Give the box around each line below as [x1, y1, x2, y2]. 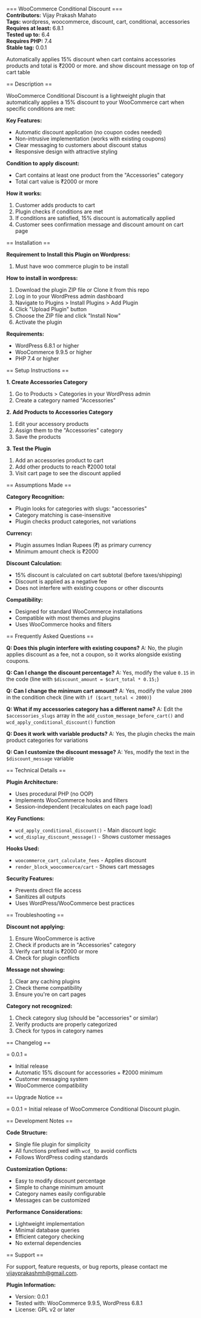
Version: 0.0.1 [15, 1293, 48, 1300]
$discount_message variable [6, 755, 74, 762]
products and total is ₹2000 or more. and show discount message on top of [6, 62, 195, 69]
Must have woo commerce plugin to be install [15, 263, 129, 270]
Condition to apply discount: [6, 160, 80, 166]
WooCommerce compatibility [15, 1082, 88, 1089]
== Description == [6, 80, 53, 88]
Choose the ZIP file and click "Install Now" [15, 312, 121, 319]
